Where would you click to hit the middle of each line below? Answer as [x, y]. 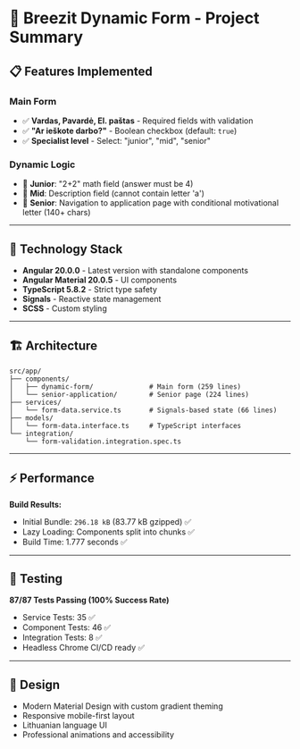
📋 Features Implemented [81, 71]
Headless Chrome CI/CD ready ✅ [83, 648]
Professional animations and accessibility [98, 735]
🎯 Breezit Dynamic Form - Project [134, 18]
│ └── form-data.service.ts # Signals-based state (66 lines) [143, 410]
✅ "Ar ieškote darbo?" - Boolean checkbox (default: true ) [129, 130]
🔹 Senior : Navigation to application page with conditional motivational [150, 203]
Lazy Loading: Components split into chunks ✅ [108, 532]
